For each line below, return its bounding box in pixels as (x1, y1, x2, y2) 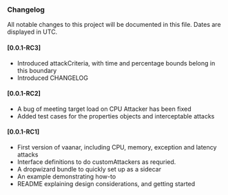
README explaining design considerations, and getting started (17, 179, 196, 187)
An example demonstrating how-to (17, 172, 116, 181)
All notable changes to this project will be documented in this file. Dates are (7, 21, 222, 29)
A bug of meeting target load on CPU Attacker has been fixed (17, 105, 191, 113)
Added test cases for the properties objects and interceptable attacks (17, 112, 215, 120)
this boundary (17, 66, 57, 74)
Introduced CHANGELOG (17, 74, 88, 82)
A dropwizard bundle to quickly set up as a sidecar (17, 165, 162, 173)
